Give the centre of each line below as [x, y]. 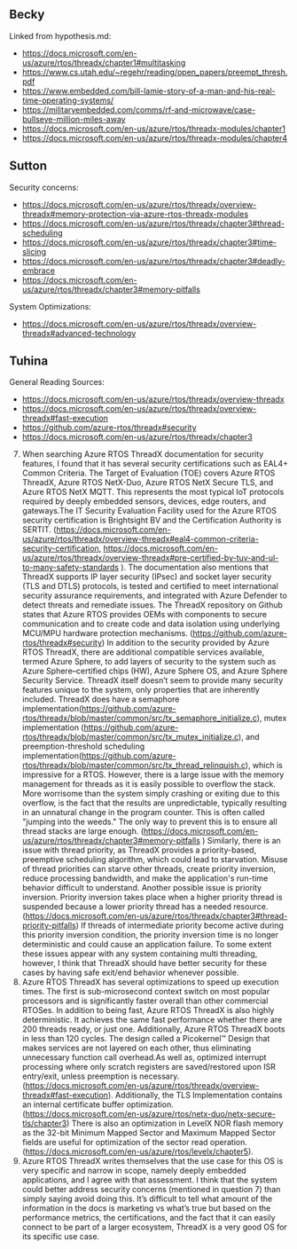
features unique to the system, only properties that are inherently [141, 690]
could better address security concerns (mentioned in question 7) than [151, 1190]
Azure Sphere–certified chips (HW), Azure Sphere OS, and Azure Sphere [155, 671]
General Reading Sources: [57, 382]
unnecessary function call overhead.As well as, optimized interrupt [144, 1057]
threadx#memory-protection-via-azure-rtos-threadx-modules [135, 214]
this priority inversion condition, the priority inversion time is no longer [150, 935]
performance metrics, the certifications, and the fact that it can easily [149, 1218]
